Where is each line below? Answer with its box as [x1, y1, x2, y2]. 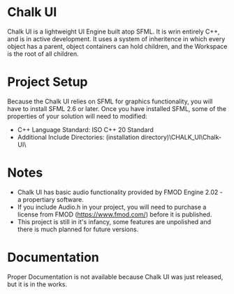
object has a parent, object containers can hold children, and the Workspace [7, 42, 228, 50]
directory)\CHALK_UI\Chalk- [140, 133, 222, 141]
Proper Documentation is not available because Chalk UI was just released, [7, 272, 224, 281]
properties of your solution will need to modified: [7, 112, 148, 120]
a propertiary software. [17, 195, 84, 203]
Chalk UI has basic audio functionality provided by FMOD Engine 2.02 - [17, 188, 224, 196]
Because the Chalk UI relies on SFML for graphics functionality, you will [7, 97, 213, 105]
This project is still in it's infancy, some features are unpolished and [17, 217, 212, 226]
